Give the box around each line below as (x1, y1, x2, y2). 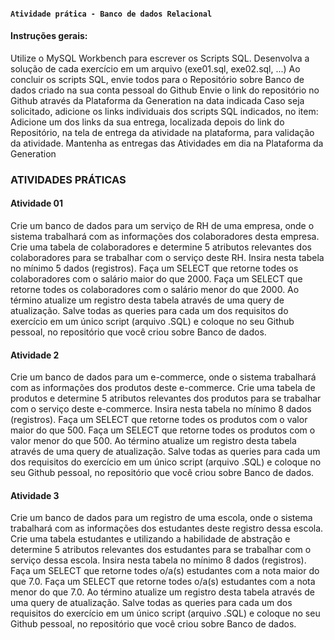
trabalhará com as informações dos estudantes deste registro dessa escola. (10, 522, 324, 535)
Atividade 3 (10, 489, 60, 501)
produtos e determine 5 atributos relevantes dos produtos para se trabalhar (10, 392, 322, 405)
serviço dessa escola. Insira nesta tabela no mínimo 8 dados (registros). (10, 554, 307, 566)
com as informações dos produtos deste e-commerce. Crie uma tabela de (10, 382, 316, 394)
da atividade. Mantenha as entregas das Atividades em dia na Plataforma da (10, 137, 324, 149)
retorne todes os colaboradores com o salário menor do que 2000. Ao (10, 283, 300, 295)
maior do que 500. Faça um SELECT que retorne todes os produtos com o (10, 424, 316, 436)
